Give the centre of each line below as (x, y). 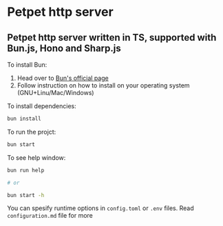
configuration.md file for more (50, 216)
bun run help (26, 170)
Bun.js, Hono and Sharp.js (64, 48)
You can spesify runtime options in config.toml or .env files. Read (100, 208)
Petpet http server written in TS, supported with (112, 38)
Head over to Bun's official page (63, 78)
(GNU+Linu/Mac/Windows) (55, 93)
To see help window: (36, 157)
